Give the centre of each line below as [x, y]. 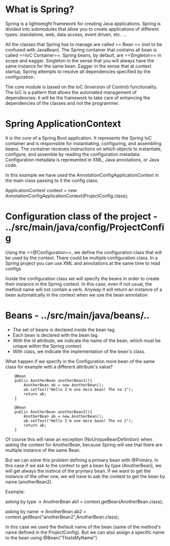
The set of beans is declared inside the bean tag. [64, 329]
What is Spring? [40, 9]
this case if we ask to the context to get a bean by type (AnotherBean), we [83, 465]
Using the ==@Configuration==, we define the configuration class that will [84, 252]
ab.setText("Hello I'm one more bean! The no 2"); [79, 421]
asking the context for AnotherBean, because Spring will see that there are [84, 445]
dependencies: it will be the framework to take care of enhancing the [78, 98]
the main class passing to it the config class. [52, 180]
